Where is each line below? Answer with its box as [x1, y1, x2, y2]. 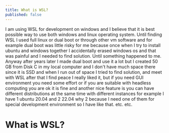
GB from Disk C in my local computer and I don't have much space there [5, 64, 155, 70]
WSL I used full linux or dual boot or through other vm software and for [5, 36, 152, 43]
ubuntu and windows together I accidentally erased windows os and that [5, 48, 156, 54]
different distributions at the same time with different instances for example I [5, 91, 164, 97]
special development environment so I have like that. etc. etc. [5, 101, 133, 107]
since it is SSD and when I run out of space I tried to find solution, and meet [5, 69, 162, 75]
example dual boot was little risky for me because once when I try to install [5, 42, 161, 48]
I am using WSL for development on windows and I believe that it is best [5, 26, 155, 32]
